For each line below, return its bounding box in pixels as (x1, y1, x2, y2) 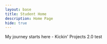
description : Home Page (5, 16, 53, 21)
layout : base (5, 7, 32, 12)
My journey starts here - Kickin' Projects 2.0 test (5, 34, 102, 40)
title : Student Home (5, 12, 47, 16)
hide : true (5, 20, 27, 26)
